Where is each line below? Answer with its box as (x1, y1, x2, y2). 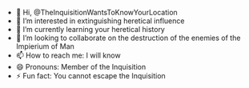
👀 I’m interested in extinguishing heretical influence (15, 16, 185, 26)
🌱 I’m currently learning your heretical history (15, 25, 166, 34)
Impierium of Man (15, 42, 74, 51)
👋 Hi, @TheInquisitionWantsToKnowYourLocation (15, 8, 178, 17)
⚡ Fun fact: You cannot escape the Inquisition (15, 71, 166, 80)
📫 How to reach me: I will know (15, 50, 122, 60)
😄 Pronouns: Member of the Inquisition (15, 62, 147, 71)
